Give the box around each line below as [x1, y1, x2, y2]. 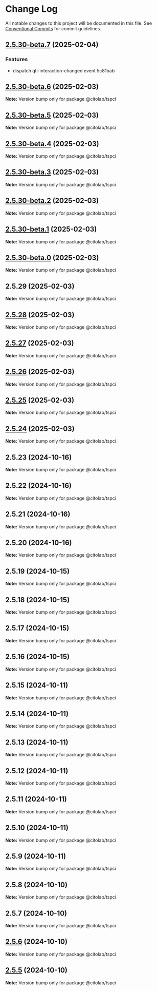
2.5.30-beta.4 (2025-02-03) [5, 139, 99, 148]
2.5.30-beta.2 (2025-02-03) [5, 196, 99, 205]
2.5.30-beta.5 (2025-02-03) [5, 111, 99, 120]
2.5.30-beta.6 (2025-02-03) [5, 83, 99, 91]
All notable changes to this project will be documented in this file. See [5, 20, 152, 26]
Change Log [5, 3, 58, 15]
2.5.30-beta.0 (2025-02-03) [5, 253, 99, 262]
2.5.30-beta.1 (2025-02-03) [5, 225, 97, 234]
